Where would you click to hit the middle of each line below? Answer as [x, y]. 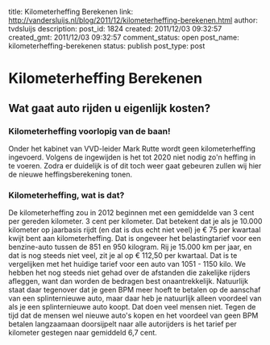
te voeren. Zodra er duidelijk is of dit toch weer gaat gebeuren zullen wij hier [135, 165]
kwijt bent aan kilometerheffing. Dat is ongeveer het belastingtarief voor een [135, 239]
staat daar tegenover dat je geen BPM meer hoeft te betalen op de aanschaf [135, 290]
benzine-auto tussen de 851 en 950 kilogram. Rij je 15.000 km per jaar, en [130, 247]
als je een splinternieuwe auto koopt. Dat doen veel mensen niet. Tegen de [132, 307]
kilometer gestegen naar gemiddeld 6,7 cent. [83, 333]
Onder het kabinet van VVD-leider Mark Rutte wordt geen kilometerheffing [132, 148]
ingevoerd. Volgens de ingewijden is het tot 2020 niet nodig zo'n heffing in [132, 157]
